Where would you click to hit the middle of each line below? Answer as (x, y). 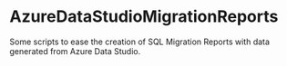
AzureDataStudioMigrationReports (144, 17)
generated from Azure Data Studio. (75, 51)
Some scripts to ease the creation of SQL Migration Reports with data (140, 42)
